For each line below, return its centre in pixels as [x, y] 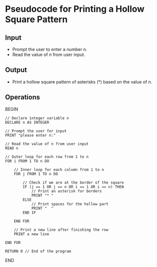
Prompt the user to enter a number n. [50, 49]
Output [16, 70]
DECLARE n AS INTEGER [27, 122]
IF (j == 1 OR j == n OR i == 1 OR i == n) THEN [73, 187]
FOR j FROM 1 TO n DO [36, 174]
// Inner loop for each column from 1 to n [59, 170]
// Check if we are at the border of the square [73, 183]
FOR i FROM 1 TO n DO [27, 161]
